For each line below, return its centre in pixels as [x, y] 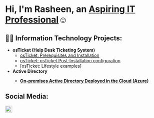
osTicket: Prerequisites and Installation [60, 55]
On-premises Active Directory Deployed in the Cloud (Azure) [84, 81]
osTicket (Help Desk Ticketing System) [54, 50]
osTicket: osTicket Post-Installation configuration [70, 60]
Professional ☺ [36, 20]
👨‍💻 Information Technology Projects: [64, 38]
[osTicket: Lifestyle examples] [50, 66]
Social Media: [27, 96]
